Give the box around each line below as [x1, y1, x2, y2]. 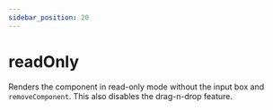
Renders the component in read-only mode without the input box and [8, 81, 265, 92]
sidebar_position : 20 [8, 13, 90, 22]
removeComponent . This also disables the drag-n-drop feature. [8, 90, 233, 101]
